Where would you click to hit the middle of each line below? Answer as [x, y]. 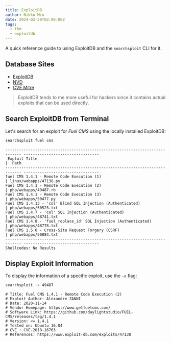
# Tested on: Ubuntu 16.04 [34, 326]
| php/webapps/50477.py [31, 199]
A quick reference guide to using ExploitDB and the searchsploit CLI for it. [83, 48]
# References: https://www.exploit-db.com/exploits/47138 [68, 335]
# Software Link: [24, 312]
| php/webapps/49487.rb [31, 190]
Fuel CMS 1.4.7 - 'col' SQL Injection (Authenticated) [65, 212]
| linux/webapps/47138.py [33, 181]
